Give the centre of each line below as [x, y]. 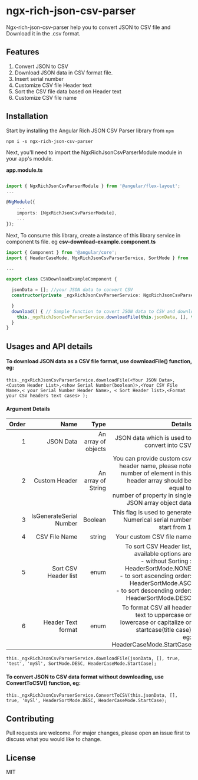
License [21, 758]
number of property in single [152, 495]
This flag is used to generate [152, 513]
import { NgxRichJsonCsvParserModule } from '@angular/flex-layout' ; [93, 186]
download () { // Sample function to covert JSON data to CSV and [93, 311]
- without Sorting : [166, 561]
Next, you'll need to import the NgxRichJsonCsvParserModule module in [94, 152]
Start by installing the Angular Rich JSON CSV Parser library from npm [90, 130]
